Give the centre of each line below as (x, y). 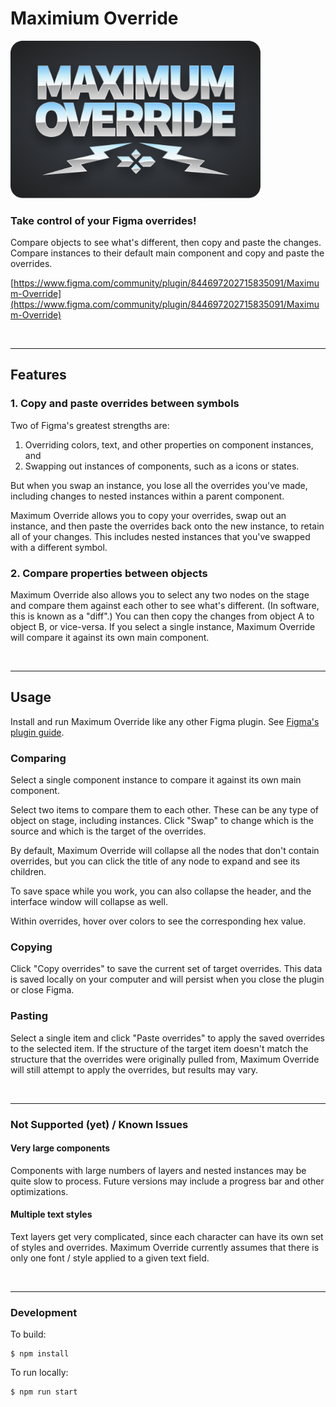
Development (44, 1312)
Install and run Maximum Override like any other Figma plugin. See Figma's (165, 721)
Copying (31, 947)
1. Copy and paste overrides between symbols (125, 404)
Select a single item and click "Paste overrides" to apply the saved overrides (167, 1038)
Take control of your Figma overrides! (103, 220)
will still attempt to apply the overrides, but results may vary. (134, 1069)
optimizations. (39, 1191)
